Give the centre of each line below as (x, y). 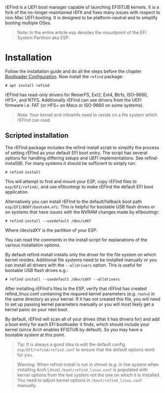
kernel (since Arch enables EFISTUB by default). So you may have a (74, 329)
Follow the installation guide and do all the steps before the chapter (73, 71)
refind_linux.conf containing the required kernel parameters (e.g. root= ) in (80, 294)
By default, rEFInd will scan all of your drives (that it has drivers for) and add (82, 319)
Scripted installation (37, 136)
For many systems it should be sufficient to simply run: (81, 163)
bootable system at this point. (35, 335)
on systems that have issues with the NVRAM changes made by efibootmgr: (82, 212)
